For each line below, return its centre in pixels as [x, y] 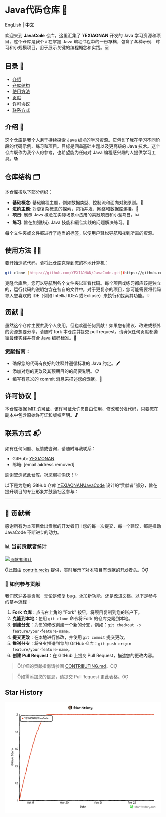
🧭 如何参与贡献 [23, 584]
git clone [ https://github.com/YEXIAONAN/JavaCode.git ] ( [65, 273]
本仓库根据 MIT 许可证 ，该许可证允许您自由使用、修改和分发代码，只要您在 [82, 409]
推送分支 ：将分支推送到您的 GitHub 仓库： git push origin [72, 644]
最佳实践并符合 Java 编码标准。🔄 [43, 338]
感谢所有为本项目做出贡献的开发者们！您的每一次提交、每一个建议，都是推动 [83, 526]
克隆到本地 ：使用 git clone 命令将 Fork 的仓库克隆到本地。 [73, 619]
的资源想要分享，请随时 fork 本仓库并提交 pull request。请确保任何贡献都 [79, 331]
